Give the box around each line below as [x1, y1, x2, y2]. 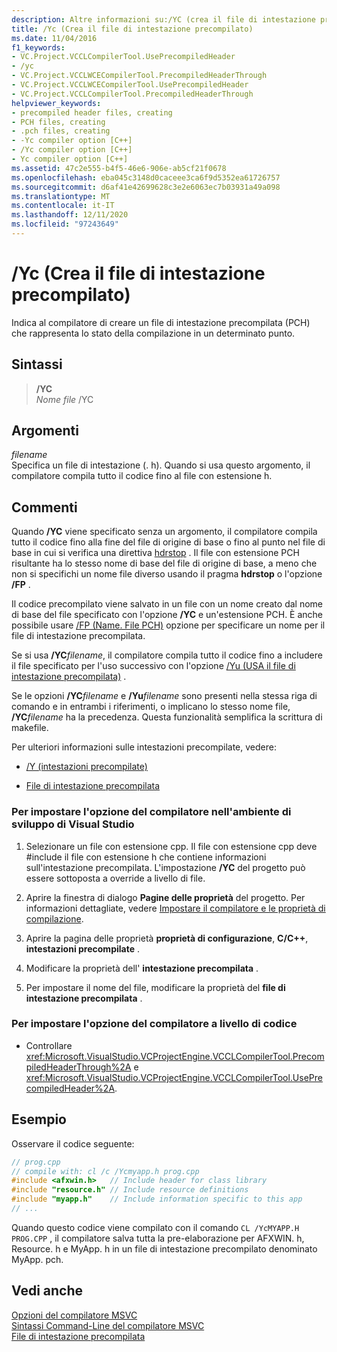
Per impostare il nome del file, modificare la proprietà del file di [25, 981, 286, 993]
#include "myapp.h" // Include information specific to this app [11, 1194, 303, 1205]
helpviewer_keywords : [11, 98, 102, 108]
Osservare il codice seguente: [11, 1137, 135, 1150]
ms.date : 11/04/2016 [11, 33, 98, 43]
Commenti [11, 499, 78, 516]
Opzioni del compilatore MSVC [11, 1309, 138, 1321]
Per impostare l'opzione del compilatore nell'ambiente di [11, 805, 292, 819]
